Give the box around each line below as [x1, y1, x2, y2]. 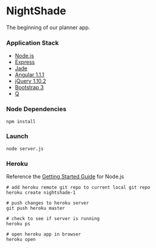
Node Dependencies [6, 105, 67, 114]
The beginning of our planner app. [6, 24, 91, 31]
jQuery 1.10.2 [14, 77, 46, 84]
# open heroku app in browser [6, 231, 82, 237]
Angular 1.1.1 [14, 71, 45, 79]
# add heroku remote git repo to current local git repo [6, 184, 151, 191]
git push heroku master [6, 205, 65, 212]
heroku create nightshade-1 [6, 190, 76, 196]
